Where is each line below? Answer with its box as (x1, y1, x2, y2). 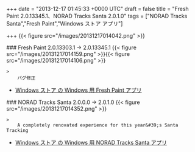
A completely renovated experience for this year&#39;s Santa (17, 122, 179, 128)
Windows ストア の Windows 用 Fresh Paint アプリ (15, 86, 142, 94)
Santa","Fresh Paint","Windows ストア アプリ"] (6, 20, 123, 27)
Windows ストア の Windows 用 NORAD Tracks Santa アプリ (15, 139, 168, 146)
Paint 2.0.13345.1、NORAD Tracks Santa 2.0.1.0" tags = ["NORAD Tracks (6, 12, 188, 19)
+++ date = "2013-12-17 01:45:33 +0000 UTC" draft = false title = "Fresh (6, 5, 189, 12)
